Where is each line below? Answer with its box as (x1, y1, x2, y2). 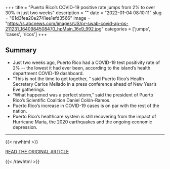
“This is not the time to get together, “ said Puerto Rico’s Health (12, 76, 144, 82)
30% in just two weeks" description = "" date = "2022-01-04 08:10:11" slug (5, 10, 162, 16)
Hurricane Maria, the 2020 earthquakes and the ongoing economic (12, 119, 153, 125)
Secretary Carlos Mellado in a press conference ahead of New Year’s (12, 81, 157, 87)
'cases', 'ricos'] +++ (5, 31, 47, 37)
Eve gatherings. (12, 86, 46, 92)
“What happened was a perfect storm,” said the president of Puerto (12, 91, 153, 98)
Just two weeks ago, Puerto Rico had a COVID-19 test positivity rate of (12, 59, 160, 65)
